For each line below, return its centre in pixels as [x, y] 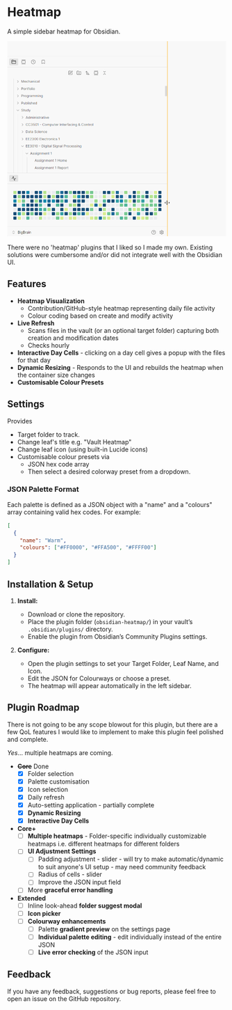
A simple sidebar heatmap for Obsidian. [64, 31]
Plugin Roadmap [43, 708]
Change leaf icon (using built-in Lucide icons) [82, 449]
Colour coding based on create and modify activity [100, 316]
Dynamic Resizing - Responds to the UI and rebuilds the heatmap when [120, 367]
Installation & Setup [50, 584]
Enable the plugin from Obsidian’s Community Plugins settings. [117, 636]
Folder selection [51, 773]
